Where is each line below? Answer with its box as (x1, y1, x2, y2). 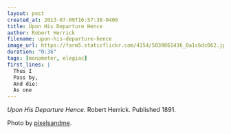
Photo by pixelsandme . (7, 119, 72, 127)
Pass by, (13, 74, 38, 81)
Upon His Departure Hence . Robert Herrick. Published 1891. (7, 106, 177, 114)
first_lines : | (7, 61, 51, 68)
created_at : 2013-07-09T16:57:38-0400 (7, 16, 118, 23)
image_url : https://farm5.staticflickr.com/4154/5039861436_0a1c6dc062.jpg (7, 42, 229, 49)
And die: (13, 80, 38, 87)
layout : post (7, 10, 45, 17)
